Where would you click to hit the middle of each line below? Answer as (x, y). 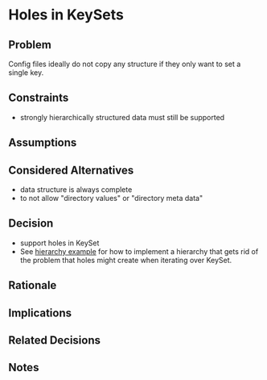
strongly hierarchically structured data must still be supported (122, 117)
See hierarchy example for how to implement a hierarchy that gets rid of (139, 251)
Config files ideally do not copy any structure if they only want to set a (125, 64)
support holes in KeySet (60, 243)
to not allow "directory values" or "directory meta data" (111, 198)
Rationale (33, 285)
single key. (26, 73)
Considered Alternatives (71, 170)
